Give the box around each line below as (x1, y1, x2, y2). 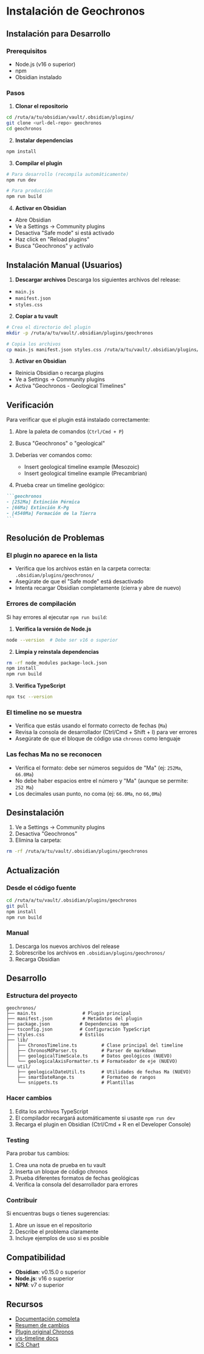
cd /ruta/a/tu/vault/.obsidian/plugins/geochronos (6, 897, 137, 903)
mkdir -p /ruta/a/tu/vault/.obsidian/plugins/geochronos (6, 330, 154, 336)
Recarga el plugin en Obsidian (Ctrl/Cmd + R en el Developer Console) (15, 1120, 191, 1128)
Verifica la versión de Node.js (15, 625, 92, 633)
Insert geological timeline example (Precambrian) (24, 470, 148, 477)
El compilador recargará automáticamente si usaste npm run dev (15, 1114, 175, 1121)
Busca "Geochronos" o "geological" (15, 440, 105, 447)
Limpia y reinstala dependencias (15, 648, 99, 655)
